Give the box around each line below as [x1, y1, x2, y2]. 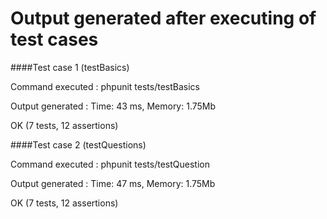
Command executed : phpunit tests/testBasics [10, 80, 201, 92]
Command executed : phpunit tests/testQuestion [10, 158, 210, 170]
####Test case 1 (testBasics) [10, 61, 130, 73]
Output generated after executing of [10, 7, 317, 30]
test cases [10, 28, 99, 51]
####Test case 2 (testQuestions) [10, 138, 147, 151]
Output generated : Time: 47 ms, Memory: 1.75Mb [10, 177, 216, 189]
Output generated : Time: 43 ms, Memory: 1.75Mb [10, 100, 217, 112]
